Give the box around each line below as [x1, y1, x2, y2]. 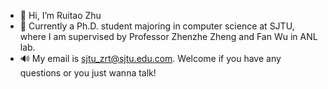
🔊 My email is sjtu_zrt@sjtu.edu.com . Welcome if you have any [19, 53, 282, 64]
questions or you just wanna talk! [19, 67, 157, 79]
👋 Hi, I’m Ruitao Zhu [19, 10, 102, 21]
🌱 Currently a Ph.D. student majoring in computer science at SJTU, [19, 20, 295, 32]
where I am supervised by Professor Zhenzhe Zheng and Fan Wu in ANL [19, 31, 318, 42]
